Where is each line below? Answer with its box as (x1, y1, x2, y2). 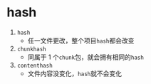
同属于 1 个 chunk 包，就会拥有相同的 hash (27, 53, 144, 61)
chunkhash (16, 46, 47, 53)
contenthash (16, 62, 53, 69)
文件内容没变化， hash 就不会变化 (27, 69, 123, 78)
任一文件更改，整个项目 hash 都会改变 (27, 36, 135, 45)
